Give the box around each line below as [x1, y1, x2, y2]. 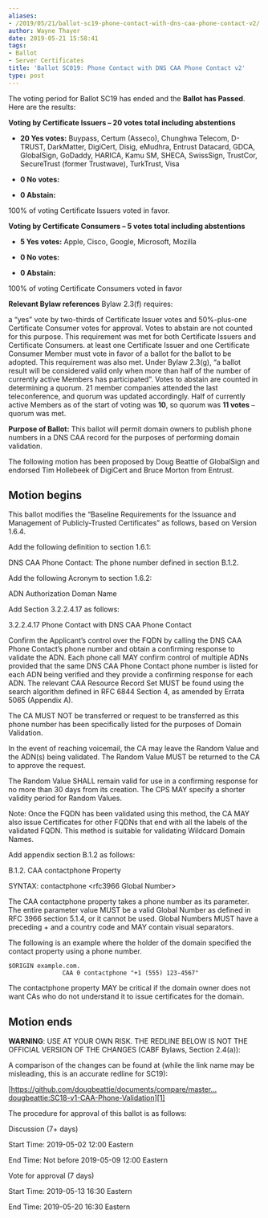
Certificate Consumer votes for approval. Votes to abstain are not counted [8, 323, 253, 333]
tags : [8, 42, 26, 50]
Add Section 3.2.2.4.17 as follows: [8, 604, 120, 615]
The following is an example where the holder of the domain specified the [8, 938, 252, 948]
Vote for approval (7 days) [8, 1171, 95, 1181]
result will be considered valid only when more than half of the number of [8, 366, 251, 375]
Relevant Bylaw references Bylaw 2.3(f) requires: [8, 299, 173, 309]
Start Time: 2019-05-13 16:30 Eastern [8, 1187, 132, 1196]
